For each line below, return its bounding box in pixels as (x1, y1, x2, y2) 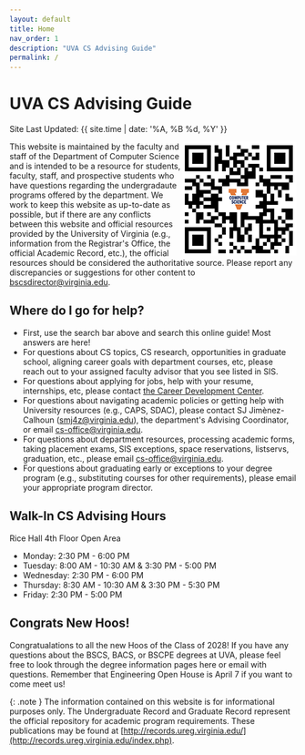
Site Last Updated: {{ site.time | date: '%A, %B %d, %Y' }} (9, 124, 228, 135)
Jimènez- (249, 404, 285, 415)
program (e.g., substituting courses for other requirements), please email (22, 472, 297, 483)
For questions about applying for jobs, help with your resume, (22, 375, 254, 386)
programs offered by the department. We (9, 189, 164, 200)
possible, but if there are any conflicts (9, 209, 152, 220)
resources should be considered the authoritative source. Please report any (9, 258, 293, 269)
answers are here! (22, 337, 91, 348)
